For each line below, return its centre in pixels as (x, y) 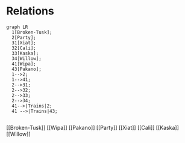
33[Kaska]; (25, 53)
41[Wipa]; (24, 64)
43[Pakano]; (27, 69)
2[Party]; (24, 37)
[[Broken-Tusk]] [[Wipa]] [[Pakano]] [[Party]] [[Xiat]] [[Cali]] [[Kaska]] (93, 127)
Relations (30, 11)
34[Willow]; (27, 58)
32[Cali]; (24, 48)
